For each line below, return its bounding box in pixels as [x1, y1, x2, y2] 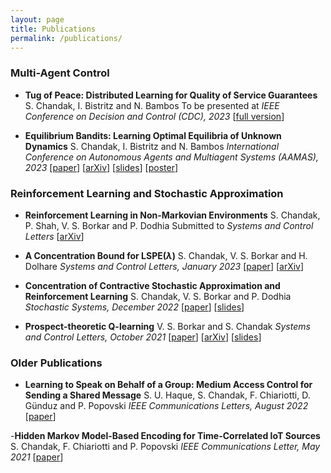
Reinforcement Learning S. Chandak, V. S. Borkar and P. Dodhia [24, 290, 292, 302]
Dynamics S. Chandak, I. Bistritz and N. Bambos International [24, 140, 280, 152]
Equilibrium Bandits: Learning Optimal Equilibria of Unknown [24, 129, 282, 141]
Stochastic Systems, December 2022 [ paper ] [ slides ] [24, 301, 245, 313]
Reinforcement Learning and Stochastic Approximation [10, 186, 284, 200]
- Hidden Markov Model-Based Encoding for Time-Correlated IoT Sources [10, 430, 321, 442]
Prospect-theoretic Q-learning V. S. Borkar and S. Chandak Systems [24, 320, 311, 332]
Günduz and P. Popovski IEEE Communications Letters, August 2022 [24, 400, 309, 412]
